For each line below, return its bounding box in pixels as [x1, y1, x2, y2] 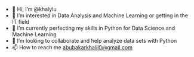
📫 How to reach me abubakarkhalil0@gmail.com [11, 44, 133, 50]
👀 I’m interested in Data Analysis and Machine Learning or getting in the [11, 12, 188, 19]
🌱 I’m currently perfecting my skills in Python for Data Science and [11, 24, 175, 31]
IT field [11, 18, 30, 25]
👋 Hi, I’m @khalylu [11, 6, 57, 12]
